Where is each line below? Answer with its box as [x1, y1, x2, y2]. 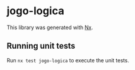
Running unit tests [6, 41, 75, 51]
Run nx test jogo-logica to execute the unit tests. [6, 56, 129, 63]
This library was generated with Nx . [6, 24, 93, 31]
